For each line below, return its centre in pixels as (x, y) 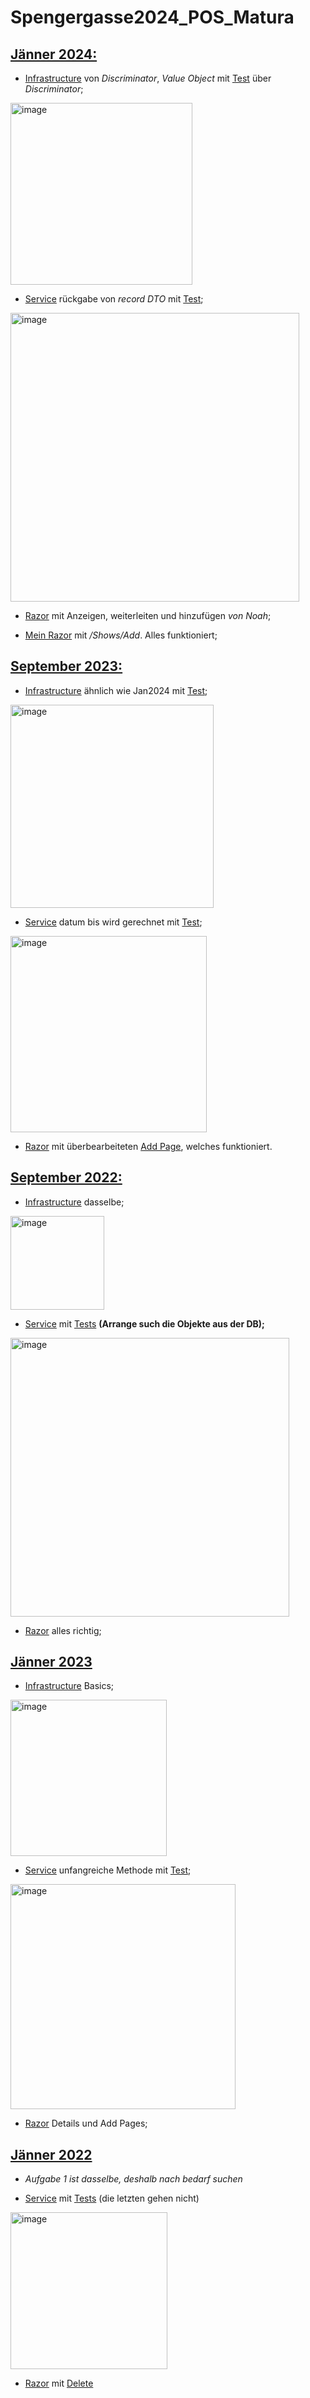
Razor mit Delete (59, 2383)
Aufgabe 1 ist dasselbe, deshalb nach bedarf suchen (133, 2179)
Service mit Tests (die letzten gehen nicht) (112, 2198)
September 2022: (66, 1177)
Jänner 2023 (51, 1662)
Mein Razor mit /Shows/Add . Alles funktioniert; (121, 635)
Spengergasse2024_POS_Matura (152, 17)
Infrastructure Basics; (69, 1686)
